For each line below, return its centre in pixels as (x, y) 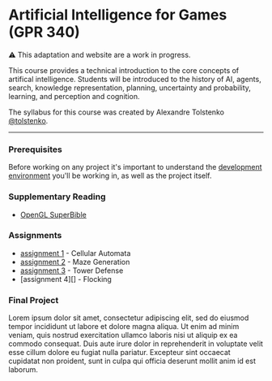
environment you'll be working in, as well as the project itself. (110, 175)
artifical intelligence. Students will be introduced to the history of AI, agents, (135, 79)
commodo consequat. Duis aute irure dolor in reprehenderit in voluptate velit (136, 344)
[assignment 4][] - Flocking (66, 279)
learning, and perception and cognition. (74, 96)
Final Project (34, 300)
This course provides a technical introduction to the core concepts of (124, 70)
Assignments (35, 236)
